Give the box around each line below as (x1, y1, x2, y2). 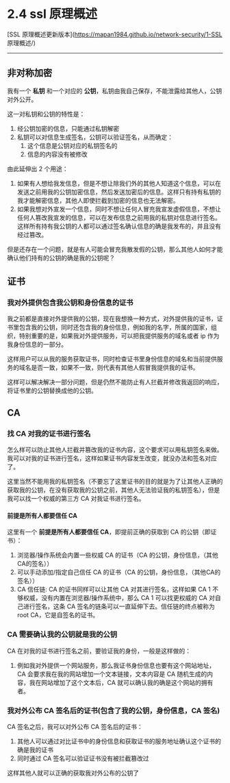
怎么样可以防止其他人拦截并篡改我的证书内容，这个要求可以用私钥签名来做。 (7, 446, 223, 454)
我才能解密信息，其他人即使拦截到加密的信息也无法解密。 (16, 196, 179, 204)
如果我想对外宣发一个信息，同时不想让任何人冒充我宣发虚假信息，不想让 (16, 205, 221, 213)
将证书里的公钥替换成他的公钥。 (7, 386, 97, 395)
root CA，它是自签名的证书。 (16, 611, 99, 619)
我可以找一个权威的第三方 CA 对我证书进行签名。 (7, 495, 145, 503)
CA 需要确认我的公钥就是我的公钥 (7, 630, 118, 639)
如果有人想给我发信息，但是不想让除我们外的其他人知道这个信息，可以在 (16, 179, 221, 187)
